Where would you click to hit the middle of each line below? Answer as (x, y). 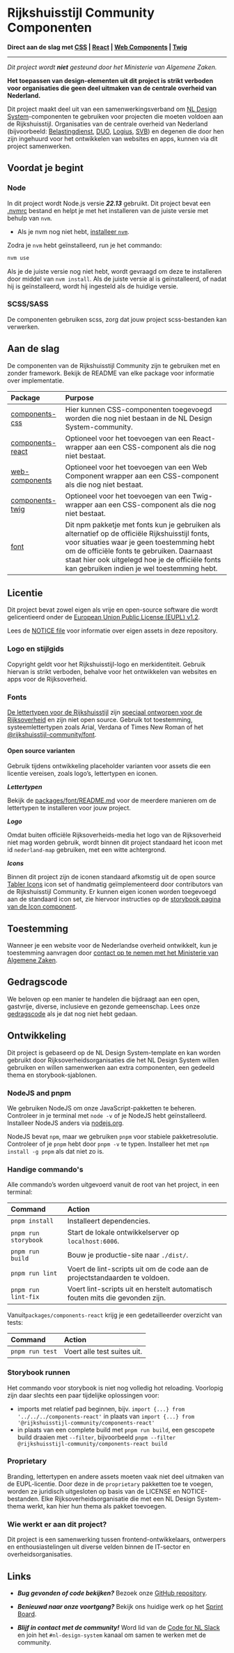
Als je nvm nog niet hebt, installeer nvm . (73, 231)
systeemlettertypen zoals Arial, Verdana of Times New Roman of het (106, 727)
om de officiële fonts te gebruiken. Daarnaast (139, 551)
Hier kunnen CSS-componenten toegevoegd (139, 409)
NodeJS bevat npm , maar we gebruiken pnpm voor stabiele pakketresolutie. (113, 1136)
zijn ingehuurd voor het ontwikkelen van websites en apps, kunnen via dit (112, 138)
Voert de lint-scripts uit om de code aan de (138, 1269)
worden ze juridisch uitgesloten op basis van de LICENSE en (94, 1491)
